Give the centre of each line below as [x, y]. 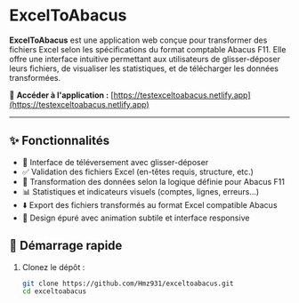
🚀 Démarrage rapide [66, 246]
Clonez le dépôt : [53, 267]
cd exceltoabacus [54, 291]
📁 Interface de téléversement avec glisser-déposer [115, 162]
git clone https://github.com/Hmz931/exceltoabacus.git [128, 283]
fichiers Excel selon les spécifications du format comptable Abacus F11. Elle [148, 49]
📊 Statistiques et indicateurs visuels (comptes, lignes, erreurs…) [141, 191]
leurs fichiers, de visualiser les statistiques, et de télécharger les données [144, 68]
